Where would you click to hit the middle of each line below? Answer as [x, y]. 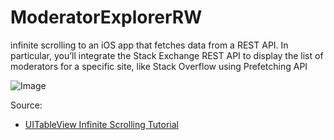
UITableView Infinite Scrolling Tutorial [101, 124]
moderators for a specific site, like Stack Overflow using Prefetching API [159, 66]
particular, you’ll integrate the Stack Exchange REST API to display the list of [167, 55]
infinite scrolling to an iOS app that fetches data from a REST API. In [149, 45]
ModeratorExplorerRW [106, 17]
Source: [26, 105]
